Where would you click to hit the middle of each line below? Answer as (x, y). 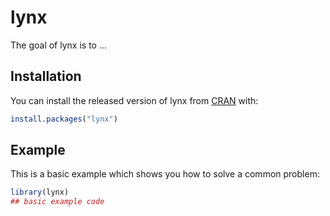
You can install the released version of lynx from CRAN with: (134, 100)
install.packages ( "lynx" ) (64, 119)
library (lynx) (40, 192)
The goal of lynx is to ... (59, 45)
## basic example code (57, 202)
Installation (46, 76)
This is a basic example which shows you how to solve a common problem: (165, 174)
